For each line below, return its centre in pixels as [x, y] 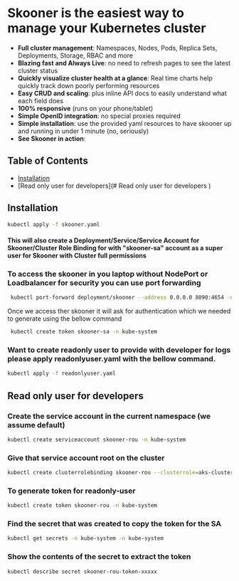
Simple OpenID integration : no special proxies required [99, 116]
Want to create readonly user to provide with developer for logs [119, 350]
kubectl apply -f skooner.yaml [54, 224]
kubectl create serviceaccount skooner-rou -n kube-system [97, 439]
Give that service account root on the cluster [86, 458]
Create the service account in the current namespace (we [109, 416]
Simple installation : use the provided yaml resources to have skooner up [124, 123]
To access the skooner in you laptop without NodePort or [108, 274]
